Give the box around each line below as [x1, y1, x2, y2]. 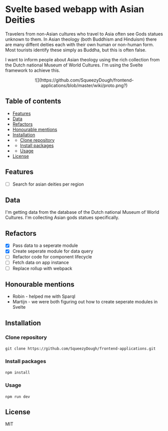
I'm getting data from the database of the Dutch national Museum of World [5, 209, 159, 215]
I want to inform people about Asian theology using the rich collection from [5, 56, 160, 62]
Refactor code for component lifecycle [12, 254, 92, 260]
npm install [5, 370, 30, 375]
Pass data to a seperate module [12, 242, 78, 248]
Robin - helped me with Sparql [12, 293, 76, 300]
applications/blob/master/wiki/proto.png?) [41, 82, 128, 89]
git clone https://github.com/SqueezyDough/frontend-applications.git [5, 346, 156, 352]
